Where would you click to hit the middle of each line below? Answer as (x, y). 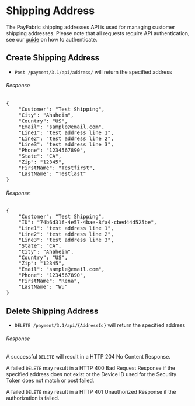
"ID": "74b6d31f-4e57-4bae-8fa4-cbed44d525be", (88, 223)
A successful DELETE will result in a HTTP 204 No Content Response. (88, 357)
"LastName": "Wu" (43, 287)
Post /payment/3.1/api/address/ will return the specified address (93, 72)
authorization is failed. (33, 398)
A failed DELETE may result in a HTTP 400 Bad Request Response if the (90, 368)
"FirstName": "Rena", (49, 281)
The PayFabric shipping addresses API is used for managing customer (90, 27)
